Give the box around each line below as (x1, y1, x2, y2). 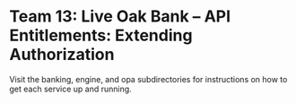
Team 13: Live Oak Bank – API (9, 6, 231, 27)
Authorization (9, 45, 115, 64)
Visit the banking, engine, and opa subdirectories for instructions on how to (9, 73, 288, 84)
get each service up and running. (9, 83, 132, 94)
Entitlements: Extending (9, 25, 193, 46)
